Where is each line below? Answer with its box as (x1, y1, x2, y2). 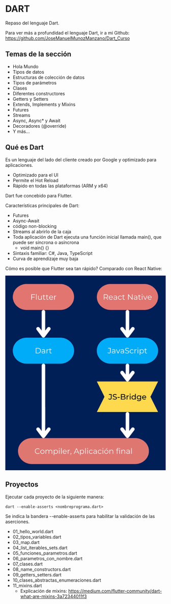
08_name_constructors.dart (12, 566, 71, 572)
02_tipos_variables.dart (12, 534, 62, 540)
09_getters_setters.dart (12, 571, 62, 578)
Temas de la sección (5, 50, 72, 59)
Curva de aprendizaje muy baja (12, 255, 79, 262)
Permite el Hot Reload (12, 177, 59, 183)
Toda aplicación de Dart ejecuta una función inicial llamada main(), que (12, 234, 162, 240)
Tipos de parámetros (12, 79, 57, 85)
